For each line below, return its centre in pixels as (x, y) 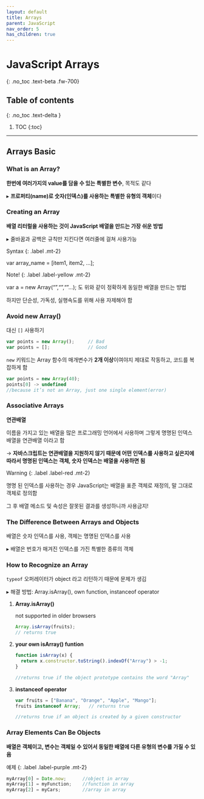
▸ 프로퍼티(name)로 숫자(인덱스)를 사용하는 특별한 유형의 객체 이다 (84, 196)
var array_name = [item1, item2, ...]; (50, 262)
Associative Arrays (35, 406)
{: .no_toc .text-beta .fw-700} (43, 81)
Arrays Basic (31, 152)
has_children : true (31, 35)
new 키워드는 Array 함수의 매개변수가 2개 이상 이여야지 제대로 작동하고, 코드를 (97, 360)
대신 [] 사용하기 (25, 330)
